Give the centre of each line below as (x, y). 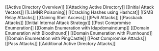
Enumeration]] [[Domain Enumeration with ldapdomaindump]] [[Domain (77, 28)
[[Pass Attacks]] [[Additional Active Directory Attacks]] (60, 43)
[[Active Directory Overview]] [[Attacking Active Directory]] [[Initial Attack (79, 7)
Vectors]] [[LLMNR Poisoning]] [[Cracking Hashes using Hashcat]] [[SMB (79, 12)
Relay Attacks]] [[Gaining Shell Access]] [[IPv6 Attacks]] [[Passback (74, 17)
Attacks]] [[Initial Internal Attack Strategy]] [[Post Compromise (68, 23)
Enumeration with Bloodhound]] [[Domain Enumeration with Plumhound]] (79, 33)
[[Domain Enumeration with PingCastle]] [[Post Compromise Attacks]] (76, 38)
